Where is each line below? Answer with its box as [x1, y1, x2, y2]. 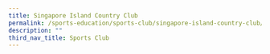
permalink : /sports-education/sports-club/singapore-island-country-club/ [8, 19, 264, 27]
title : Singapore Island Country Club [8, 11, 138, 20]
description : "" [8, 26, 63, 34]
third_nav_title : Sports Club [8, 33, 110, 42]
